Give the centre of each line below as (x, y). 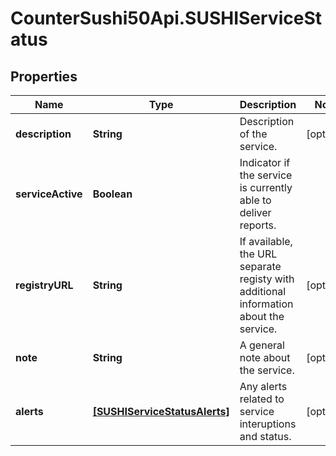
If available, (266, 241)
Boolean (112, 194)
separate (260, 266)
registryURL (44, 285)
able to (255, 200)
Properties (44, 76)
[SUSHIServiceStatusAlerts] (161, 411)
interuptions (268, 424)
